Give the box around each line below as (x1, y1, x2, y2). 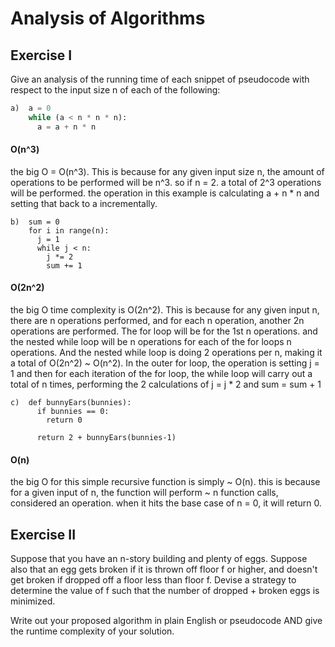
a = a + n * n (36, 122, 97, 132)
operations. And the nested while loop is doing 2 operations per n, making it (10, 347, 323, 359)
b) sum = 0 (10, 217, 60, 227)
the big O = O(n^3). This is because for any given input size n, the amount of (10, 165, 325, 177)
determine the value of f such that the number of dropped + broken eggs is (10, 585, 320, 597)
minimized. (10, 595, 56, 607)
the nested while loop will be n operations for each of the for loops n (10, 336, 292, 348)
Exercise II (10, 526, 77, 543)
